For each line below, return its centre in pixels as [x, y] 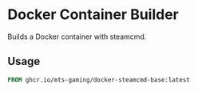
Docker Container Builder [93, 15]
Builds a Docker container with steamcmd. [77, 36]
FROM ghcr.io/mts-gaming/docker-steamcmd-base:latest [99, 80]
